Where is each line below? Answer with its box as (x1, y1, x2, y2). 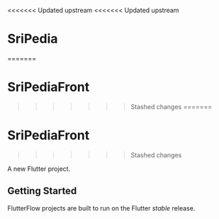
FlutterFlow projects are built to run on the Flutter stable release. (7, 203, 196, 212)
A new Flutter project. (7, 164, 71, 173)
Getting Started (7, 185, 77, 197)
